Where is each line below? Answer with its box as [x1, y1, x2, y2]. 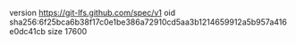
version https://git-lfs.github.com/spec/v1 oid [9, 8, 176, 18]
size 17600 [47, 26, 88, 36]
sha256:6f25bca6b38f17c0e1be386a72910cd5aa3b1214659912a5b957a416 [9, 17, 288, 27]
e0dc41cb [9, 26, 47, 36]
